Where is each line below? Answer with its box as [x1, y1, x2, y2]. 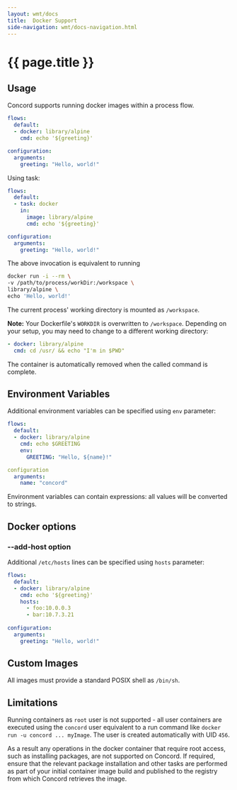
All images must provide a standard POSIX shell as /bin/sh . [7, 676, 180, 685]
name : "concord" [20, 480, 69, 487]
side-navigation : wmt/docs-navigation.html [7, 23, 138, 31]
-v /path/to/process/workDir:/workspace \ [7, 280, 134, 287]
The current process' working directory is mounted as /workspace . [7, 305, 200, 314]
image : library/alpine [25, 214, 93, 221]
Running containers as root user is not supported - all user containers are [7, 715, 222, 724]
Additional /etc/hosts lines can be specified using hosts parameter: [7, 558, 205, 566]
